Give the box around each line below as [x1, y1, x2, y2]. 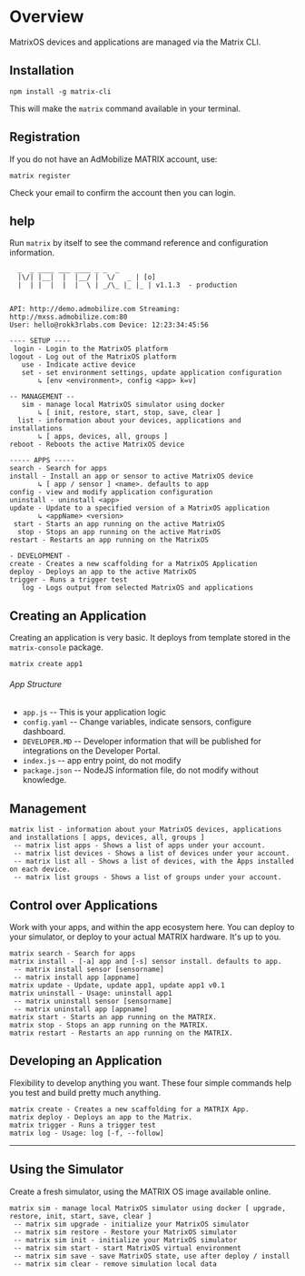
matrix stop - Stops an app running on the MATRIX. [9, 1021, 209, 1030]
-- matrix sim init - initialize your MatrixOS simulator [13, 1235, 238, 1244]
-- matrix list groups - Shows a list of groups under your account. [13, 873, 282, 882]
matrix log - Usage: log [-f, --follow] [9, 1129, 165, 1138]
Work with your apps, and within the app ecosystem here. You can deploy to [9, 922, 295, 933]
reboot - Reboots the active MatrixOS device [9, 440, 184, 450]
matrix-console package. [9, 642, 104, 653]
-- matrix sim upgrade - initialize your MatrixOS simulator [13, 1220, 250, 1229]
